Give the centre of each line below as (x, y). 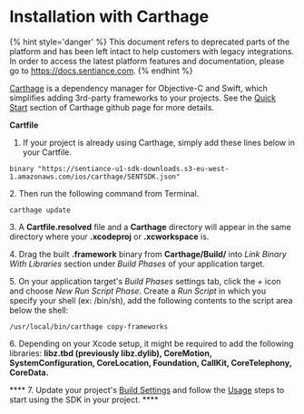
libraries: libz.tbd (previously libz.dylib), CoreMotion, (111, 353)
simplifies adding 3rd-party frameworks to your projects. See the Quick (143, 98)
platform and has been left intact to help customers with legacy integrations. (152, 51)
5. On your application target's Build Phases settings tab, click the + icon (145, 281)
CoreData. (29, 372)
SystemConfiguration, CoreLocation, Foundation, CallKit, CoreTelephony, (151, 362)
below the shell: (39, 310)
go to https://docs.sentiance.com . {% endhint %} (101, 71)
